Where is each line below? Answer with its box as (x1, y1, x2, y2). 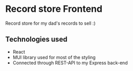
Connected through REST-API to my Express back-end (12, 60, 128, 66)
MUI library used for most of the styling (12, 54, 96, 60)
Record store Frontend (5, 3, 103, 15)
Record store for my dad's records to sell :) (5, 20, 96, 26)
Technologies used (5, 35, 68, 44)
